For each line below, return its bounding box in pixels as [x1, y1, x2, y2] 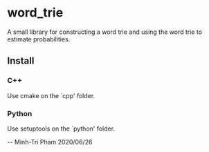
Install [7, 55, 35, 67]
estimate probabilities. [7, 35, 71, 43]
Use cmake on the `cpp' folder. [7, 91, 96, 99]
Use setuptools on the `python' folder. [7, 124, 116, 133]
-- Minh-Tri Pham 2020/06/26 [7, 137, 93, 146]
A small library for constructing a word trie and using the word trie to [7, 28, 203, 36]
